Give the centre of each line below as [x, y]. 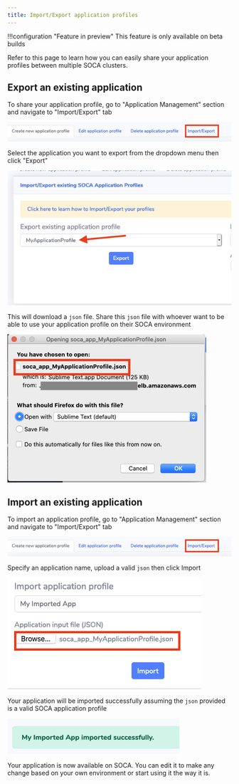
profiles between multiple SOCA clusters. [68, 65]
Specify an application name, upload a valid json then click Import [104, 568]
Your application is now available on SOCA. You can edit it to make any [111, 765]
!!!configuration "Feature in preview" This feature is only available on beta [115, 36]
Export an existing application [75, 88]
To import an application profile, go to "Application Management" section [115, 519]
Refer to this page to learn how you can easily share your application [108, 58]
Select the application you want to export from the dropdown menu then [113, 152]
